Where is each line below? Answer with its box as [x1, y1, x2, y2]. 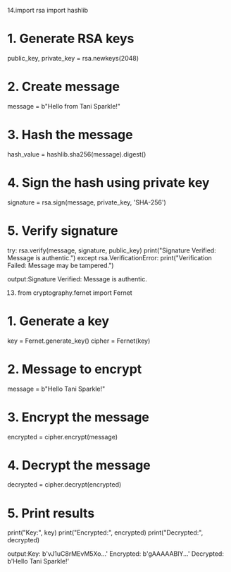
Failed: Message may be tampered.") [7, 261, 114, 269]
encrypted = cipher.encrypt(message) [7, 432, 118, 441]
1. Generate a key [7, 313, 110, 329]
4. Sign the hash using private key [7, 175, 210, 190]
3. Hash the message [7, 127, 133, 143]
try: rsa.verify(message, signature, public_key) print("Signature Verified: [7, 246, 216, 255]
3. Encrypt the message [7, 409, 150, 425]
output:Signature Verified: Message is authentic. [7, 274, 148, 283]
